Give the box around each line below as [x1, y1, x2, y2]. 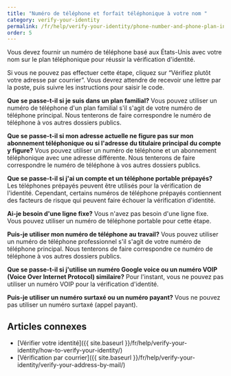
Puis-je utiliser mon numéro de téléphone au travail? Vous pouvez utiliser [7, 230, 219, 239]
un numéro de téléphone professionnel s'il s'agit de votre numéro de [7, 238, 201, 246]
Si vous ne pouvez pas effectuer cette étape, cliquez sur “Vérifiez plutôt [7, 69, 211, 77]
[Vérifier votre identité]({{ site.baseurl [16, 339, 124, 347]
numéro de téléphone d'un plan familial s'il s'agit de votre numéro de [7, 104, 202, 112]
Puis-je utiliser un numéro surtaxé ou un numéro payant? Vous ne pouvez [7, 294, 221, 302]
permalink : [7, 23, 38, 30]
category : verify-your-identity [7, 16, 100, 23]
